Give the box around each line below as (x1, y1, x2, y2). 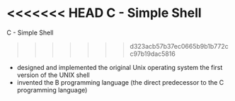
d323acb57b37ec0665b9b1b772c (130, 42, 229, 50)
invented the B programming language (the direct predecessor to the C (16, 78, 224, 86)
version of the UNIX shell (16, 71, 90, 79)
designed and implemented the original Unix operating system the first (16, 63, 223, 71)
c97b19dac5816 (130, 49, 176, 58)
